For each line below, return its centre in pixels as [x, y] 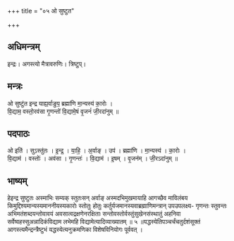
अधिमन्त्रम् [24, 47]
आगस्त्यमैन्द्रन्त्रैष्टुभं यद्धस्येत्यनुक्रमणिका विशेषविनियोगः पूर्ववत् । [75, 230]
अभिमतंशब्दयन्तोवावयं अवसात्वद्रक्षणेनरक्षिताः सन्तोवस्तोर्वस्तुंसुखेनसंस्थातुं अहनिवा [94, 214]
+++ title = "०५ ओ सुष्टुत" [41, 11]
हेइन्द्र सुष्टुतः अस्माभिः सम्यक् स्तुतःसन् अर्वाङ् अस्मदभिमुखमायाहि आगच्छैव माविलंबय [98, 198]
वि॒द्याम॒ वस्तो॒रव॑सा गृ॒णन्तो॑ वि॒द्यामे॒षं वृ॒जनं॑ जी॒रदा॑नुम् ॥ [63, 111]
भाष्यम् [17, 181]
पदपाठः [19, 134]
